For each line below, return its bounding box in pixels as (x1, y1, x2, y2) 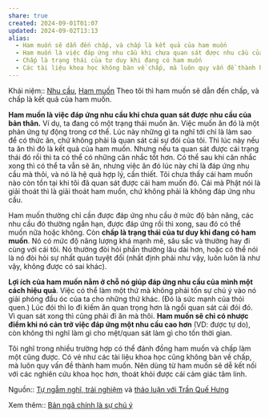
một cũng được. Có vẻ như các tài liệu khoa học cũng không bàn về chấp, (8, 352, 252, 361)
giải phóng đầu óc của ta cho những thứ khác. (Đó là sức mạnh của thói (8, 294, 244, 303)
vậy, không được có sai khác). (8, 261, 107, 271)
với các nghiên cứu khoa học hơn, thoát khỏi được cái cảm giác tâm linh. (8, 369, 247, 379)
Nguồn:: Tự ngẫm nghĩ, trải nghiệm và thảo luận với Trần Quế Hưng (8, 384, 230, 394)
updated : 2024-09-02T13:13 (8, 26, 98, 34)
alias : (8, 34, 30, 42)
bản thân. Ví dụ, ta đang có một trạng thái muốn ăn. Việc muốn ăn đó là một (8, 118, 259, 128)
